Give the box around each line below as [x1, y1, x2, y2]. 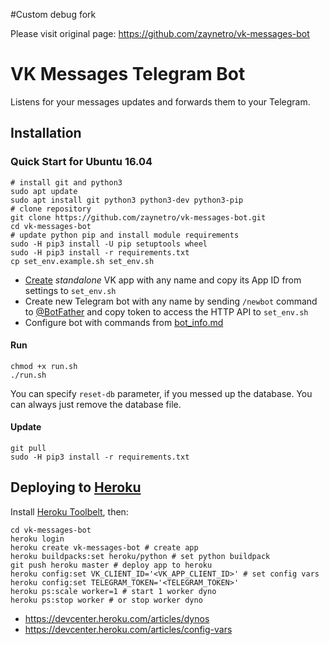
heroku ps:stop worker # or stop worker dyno [10, 595, 203, 605]
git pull [10, 444, 47, 454]
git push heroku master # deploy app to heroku [10, 560, 213, 570]
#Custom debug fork [10, 9, 97, 20]
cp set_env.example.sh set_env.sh [10, 256, 155, 266]
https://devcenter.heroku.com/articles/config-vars [24, 623, 233, 635]
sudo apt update [10, 186, 78, 196]
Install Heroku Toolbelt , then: [10, 505, 129, 518]
